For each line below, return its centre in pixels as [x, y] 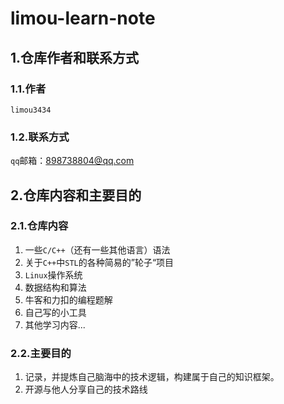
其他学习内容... [55, 324]
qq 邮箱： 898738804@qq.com [72, 161]
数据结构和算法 [55, 287]
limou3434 [31, 110]
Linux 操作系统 [53, 274]
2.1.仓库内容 [39, 226]
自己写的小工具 [55, 312]
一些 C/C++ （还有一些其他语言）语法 [97, 249]
